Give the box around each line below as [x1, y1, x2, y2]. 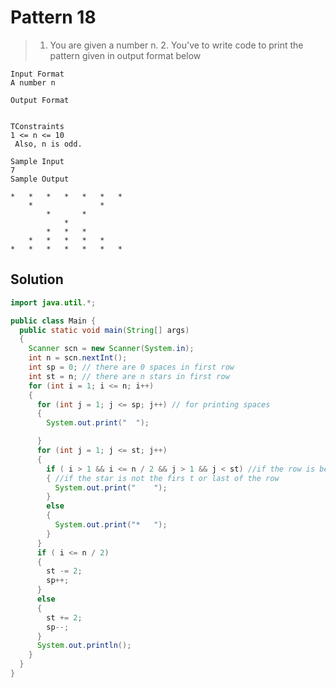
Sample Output [10, 174, 70, 184]
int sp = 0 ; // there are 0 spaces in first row [28, 362, 235, 372]
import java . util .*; [10, 297, 97, 308]
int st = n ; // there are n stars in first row [28, 371, 230, 381]
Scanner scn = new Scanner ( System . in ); [28, 344, 195, 354]
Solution [10, 271, 64, 288]
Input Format [10, 69, 65, 79]
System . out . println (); [36, 641, 132, 651]
